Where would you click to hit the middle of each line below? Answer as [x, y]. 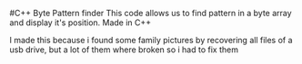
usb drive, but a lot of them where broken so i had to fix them [124, 50]
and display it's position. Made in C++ [81, 23]
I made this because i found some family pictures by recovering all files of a [151, 40]
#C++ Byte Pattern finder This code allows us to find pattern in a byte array [151, 13]
